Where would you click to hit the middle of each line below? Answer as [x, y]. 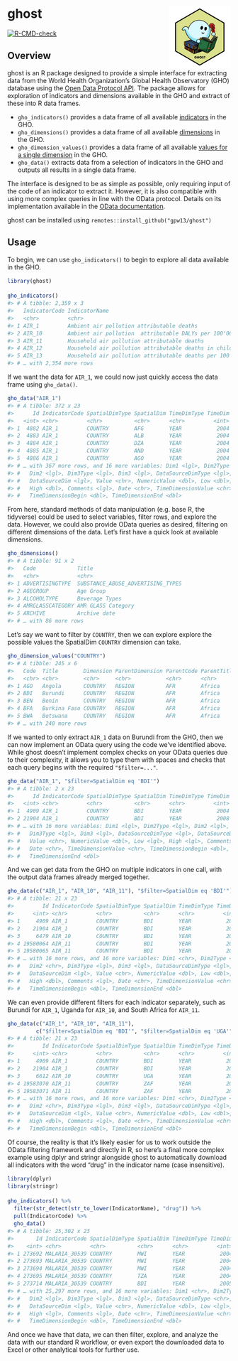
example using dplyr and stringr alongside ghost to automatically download [117, 1157]
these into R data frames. [44, 103]
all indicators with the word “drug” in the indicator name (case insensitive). [116, 1165]
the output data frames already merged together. [79, 877]
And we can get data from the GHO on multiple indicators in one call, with [115, 870]
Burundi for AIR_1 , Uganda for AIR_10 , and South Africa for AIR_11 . [104, 1010]
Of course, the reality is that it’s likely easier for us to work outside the [109, 1142]
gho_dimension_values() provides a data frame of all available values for [123, 147]
